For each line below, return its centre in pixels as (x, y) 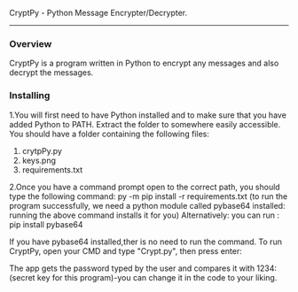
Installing (30, 96)
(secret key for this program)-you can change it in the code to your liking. (143, 277)
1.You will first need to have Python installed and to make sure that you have (148, 115)
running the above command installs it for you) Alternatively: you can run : (145, 215)
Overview (31, 43)
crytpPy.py (42, 150)
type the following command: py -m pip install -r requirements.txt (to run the (149, 196)
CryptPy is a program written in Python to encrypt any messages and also (144, 63)
